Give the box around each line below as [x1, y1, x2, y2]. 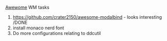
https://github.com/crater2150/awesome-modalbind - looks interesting [12, 14, 162, 20]
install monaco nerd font [12, 25, 65, 31]
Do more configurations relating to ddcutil [12, 30, 101, 36]
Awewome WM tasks [5, 5, 50, 10]
